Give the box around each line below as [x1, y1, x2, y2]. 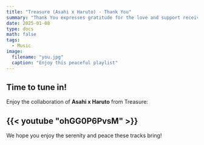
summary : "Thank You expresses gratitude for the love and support [6, 15, 181, 21]
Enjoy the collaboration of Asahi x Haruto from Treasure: [6, 98, 149, 106]
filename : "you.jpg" [12, 54, 64, 60]
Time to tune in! [6, 82, 67, 92]
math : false [6, 32, 36, 38]
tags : [6, 37, 20, 43]
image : [6, 49, 23, 55]
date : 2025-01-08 [6, 20, 50, 26]
